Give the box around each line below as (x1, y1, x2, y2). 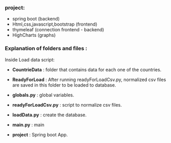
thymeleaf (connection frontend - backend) (12, 27, 104, 33)
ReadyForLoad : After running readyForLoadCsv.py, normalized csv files (12, 76, 166, 83)
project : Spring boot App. (12, 131, 68, 137)
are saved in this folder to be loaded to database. (12, 81, 117, 88)
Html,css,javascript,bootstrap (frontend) (12, 21, 98, 27)
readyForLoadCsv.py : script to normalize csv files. (12, 101, 122, 108)
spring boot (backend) (12, 16, 60, 22)
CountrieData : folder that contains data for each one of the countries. (12, 66, 162, 73)
